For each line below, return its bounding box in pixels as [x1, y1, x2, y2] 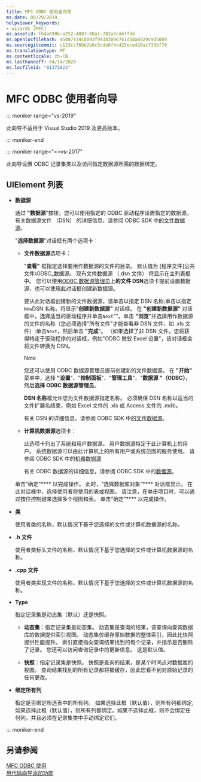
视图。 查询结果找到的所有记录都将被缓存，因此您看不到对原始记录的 [23, 667, 193, 674]
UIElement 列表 [6, 179, 63, 190]
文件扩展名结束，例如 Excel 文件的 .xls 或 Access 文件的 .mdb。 [23, 402, 181, 409]
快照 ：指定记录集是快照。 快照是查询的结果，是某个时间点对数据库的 [23, 659, 193, 666]
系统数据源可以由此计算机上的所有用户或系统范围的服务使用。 [35, 448, 188, 455]
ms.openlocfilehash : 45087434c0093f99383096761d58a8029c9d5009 [6, 36, 167, 42]
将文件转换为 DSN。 [23, 342, 74, 350]
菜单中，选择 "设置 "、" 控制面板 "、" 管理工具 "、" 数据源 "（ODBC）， [23, 375, 191, 382]
